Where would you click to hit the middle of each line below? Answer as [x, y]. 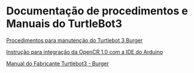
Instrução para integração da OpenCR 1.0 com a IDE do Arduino [85, 51]
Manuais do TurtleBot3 [64, 24]
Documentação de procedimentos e [97, 11]
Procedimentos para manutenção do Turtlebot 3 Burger [75, 40]
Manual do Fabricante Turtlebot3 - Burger [58, 63]
